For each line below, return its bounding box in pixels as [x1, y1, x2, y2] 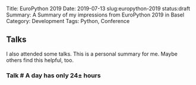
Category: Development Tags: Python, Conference [6, 18, 130, 24]
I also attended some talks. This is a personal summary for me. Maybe [6, 50, 178, 57]
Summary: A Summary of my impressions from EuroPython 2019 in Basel [6, 11, 185, 18]
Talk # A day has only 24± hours [6, 71, 101, 79]
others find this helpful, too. [6, 56, 74, 64]
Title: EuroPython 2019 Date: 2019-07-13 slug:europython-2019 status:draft [6, 5, 191, 12]
